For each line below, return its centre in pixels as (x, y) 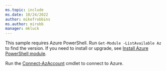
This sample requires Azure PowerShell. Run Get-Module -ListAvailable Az (84, 43)
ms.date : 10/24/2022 (27, 15)
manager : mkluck (22, 29)
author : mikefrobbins (28, 19)
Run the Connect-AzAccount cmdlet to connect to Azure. (64, 63)
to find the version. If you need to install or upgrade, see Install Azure (77, 48)
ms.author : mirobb (24, 24)
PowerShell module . (26, 54)
